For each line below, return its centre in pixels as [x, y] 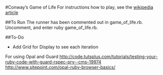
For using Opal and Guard [32, 56]
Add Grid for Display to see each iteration [55, 47]
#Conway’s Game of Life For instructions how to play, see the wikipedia [79, 7]
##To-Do [15, 37]
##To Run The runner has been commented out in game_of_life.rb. [74, 22]
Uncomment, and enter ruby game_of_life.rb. [52, 27]
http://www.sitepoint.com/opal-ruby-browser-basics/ [60, 67]
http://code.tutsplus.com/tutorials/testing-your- [109, 56]
